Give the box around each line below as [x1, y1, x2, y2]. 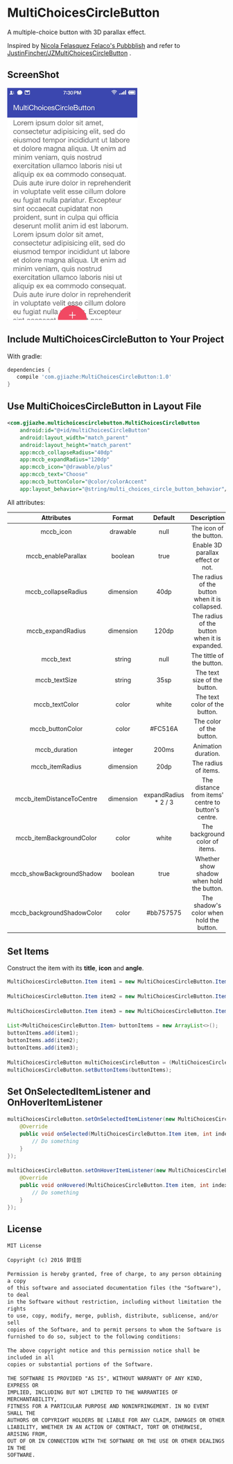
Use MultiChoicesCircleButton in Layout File [7, 400, 202, 412]
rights [7, 1305, 26, 1313]
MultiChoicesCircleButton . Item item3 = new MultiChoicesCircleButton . [7, 1007, 216, 1014]
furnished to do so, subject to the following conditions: [7, 1333, 182, 1341]
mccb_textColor [33, 700, 79, 708]
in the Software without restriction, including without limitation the [7, 1298, 222, 1306]
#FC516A [150, 725, 178, 733]
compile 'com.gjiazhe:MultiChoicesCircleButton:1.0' [16, 374, 172, 381]
